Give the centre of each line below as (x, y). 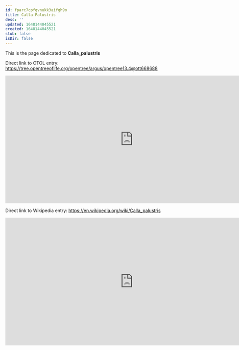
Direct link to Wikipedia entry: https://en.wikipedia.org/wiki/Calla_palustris (83, 211)
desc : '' (15, 19)
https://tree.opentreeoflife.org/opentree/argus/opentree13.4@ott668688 (81, 68)
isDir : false (19, 39)
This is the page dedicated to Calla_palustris (53, 53)
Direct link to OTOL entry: (32, 63)
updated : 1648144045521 (31, 24)
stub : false (18, 34)
